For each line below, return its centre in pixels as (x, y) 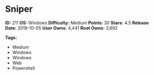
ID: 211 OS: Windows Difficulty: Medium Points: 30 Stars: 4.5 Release (77, 23)
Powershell (24, 68)
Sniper (19, 9)
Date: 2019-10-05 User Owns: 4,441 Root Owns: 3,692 (61, 28)
